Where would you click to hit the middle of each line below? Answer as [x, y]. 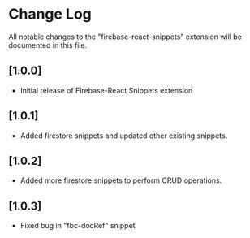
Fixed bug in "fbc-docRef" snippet [78, 226]
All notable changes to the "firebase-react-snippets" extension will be [125, 37]
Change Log [50, 14]
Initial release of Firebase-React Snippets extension [106, 90]
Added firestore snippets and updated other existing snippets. [124, 136]
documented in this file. [48, 45]
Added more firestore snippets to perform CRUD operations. [121, 180]
